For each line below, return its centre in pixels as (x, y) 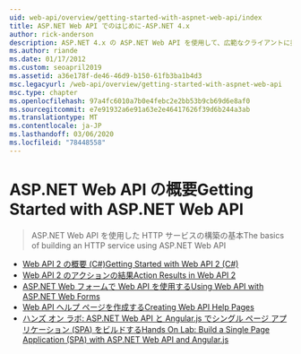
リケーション (46, 329)
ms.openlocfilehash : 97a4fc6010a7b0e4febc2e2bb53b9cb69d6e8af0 (130, 101)
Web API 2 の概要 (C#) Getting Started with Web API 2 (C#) (130, 263)
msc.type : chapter (43, 92)
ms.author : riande (43, 51)
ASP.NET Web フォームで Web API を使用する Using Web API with (143, 286)
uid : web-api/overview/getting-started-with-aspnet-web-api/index (136, 17)
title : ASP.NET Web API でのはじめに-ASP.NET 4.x (99, 26)
